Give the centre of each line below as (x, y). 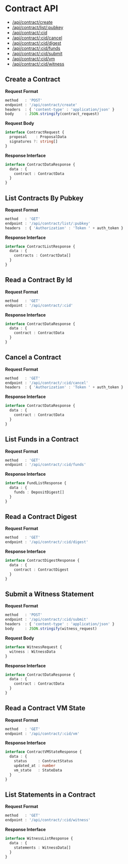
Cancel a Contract (33, 358)
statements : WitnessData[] (42, 848)
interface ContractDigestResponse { (42, 561)
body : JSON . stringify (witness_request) (51, 629)
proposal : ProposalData (38, 137)
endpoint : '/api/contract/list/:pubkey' (48, 223)
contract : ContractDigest (41, 570)
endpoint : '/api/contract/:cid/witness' (48, 820)
